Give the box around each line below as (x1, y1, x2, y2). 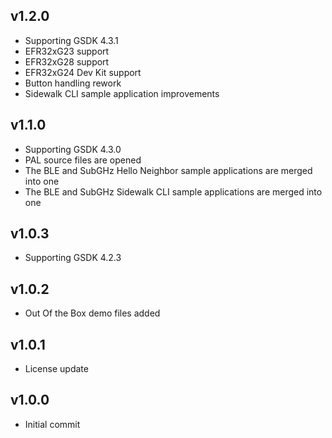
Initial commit (24, 418, 81, 430)
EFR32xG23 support (24, 45, 110, 57)
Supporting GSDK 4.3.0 (24, 143, 122, 155)
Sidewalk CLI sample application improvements (24, 87, 220, 99)
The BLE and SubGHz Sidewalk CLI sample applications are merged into (24, 185, 323, 198)
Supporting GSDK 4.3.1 (24, 34, 119, 46)
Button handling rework (24, 77, 122, 89)
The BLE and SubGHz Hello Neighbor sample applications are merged (24, 164, 313, 176)
